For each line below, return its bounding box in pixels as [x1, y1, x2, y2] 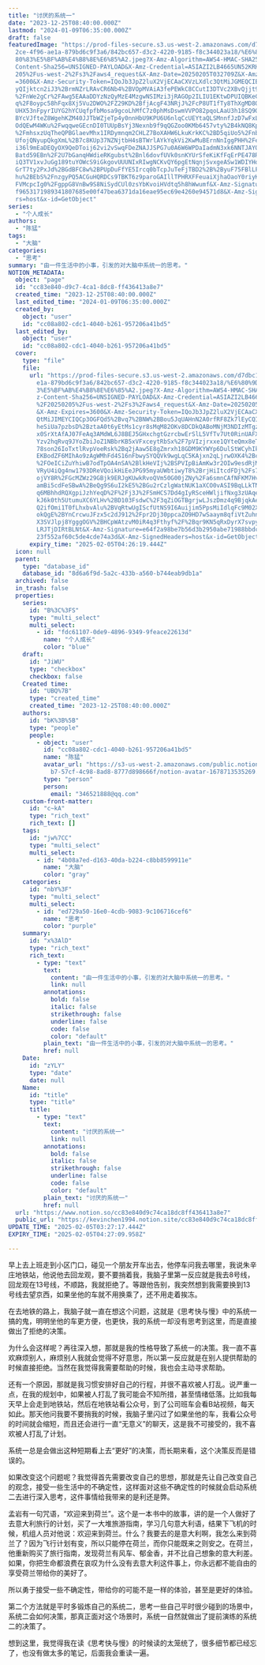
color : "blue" [43, 643, 90, 652]
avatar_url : [43, 761, 83, 769]
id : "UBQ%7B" [28, 687, 73, 695]
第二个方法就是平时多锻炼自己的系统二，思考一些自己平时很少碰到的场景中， [8, 1601, 257, 1611]
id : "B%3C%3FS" [28, 606, 80, 615]
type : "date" [28, 1069, 73, 1077]
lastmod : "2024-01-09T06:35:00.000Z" [8, 26, 132, 34]
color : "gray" [43, 870, 90, 879]
